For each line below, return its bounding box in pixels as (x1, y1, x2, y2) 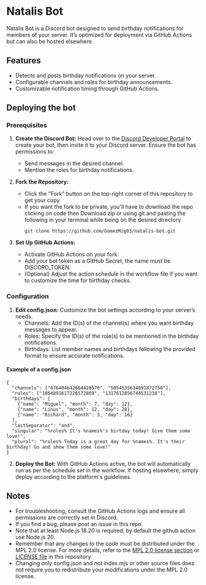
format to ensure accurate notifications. (24, 352, 124, 359)
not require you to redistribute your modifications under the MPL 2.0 (15, 566, 188, 573)
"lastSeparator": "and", (12, 422, 75, 428)
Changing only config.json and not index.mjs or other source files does (15, 559, 195, 567)
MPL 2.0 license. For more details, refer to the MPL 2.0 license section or (15, 546, 200, 554)
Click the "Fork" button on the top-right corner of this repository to (24, 190, 193, 198)
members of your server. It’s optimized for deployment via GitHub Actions (6, 31, 193, 38)
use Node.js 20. (15, 533, 56, 541)
